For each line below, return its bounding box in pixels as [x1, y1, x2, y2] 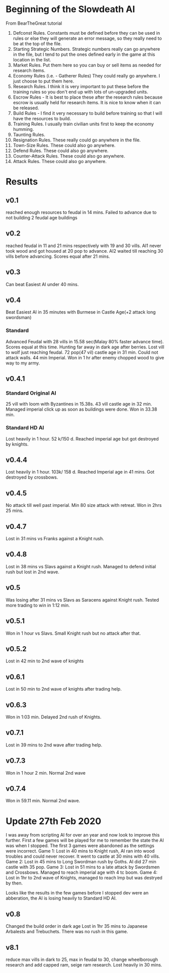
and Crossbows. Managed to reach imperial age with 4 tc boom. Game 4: [6, 869, 157, 875]
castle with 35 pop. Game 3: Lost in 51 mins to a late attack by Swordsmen [6, 864, 160, 870]
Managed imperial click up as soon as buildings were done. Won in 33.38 [6, 406, 157, 412]
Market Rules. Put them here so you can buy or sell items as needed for [13, 62, 161, 68]
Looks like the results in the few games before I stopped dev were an [6, 890, 149, 896]
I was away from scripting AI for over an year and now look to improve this [6, 832, 160, 838]
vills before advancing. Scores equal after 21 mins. [6, 253, 110, 259]
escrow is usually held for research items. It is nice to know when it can [13, 99, 161, 105]
